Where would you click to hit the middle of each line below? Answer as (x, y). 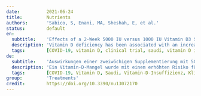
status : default (36, 28)
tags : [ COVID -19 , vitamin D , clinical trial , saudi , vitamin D (101, 51)
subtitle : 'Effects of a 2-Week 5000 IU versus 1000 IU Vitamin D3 (101, 39)
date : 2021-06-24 (40, 12)
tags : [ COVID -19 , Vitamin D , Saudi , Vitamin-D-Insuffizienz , (99, 73)
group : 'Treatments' (42, 78)
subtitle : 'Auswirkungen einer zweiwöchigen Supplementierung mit (100, 61)
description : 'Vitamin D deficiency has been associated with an (95, 45)
